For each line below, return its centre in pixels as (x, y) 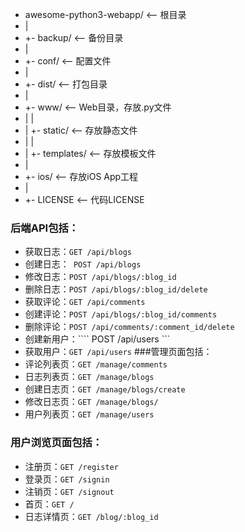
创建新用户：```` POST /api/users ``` (97, 339)
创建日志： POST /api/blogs (83, 264)
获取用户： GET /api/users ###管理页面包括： (118, 352)
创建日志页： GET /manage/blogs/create (105, 389)
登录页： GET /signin (67, 479)
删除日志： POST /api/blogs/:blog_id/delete (116, 289)
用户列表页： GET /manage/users (89, 414)
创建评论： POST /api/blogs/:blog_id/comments (121, 314)
